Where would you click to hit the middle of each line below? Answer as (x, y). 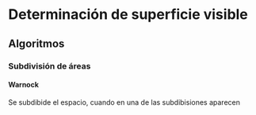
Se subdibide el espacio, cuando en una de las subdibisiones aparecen (124, 102)
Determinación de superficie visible (128, 15)
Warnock (24, 85)
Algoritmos (36, 44)
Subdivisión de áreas (50, 66)
